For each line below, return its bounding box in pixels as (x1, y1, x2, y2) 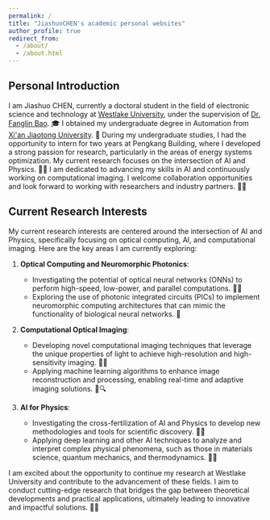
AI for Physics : (19, 402, 71, 412)
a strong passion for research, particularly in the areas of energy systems (8, 147, 252, 157)
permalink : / (8, 11, 52, 20)
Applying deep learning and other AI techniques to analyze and (31, 435, 242, 445)
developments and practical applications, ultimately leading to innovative (8, 493, 250, 503)
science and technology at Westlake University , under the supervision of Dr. (8, 109, 261, 119)
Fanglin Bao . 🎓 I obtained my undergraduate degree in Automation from (8, 118, 250, 128)
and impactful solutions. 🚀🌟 (8, 502, 99, 512)
